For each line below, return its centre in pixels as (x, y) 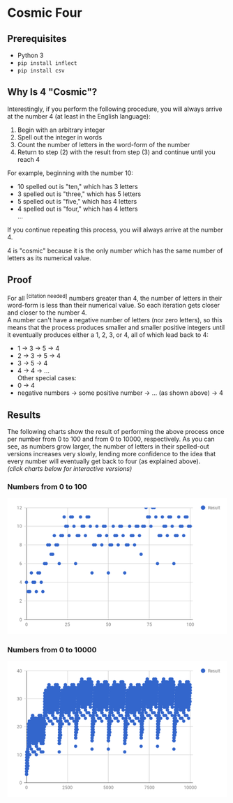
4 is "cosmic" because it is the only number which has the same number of (115, 250)
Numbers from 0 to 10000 (52, 650)
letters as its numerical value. (50, 258)
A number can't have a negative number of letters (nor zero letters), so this (115, 320)
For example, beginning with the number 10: (70, 173)
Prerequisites (37, 39)
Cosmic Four (45, 13)
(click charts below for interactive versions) (70, 469)
